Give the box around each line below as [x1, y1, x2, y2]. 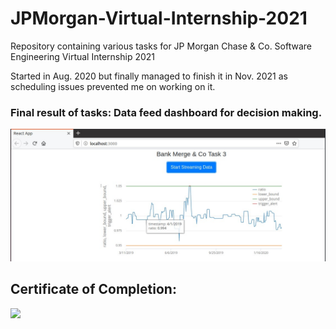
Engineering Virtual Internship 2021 [10, 50, 156, 62]
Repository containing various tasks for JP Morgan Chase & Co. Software [10, 40, 313, 52]
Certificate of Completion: [10, 281, 177, 298]
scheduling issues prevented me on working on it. [10, 80, 216, 92]
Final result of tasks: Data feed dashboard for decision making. [10, 105, 323, 119]
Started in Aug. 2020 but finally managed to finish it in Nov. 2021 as [10, 70, 288, 82]
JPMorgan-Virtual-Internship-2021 [10, 7, 308, 30]
